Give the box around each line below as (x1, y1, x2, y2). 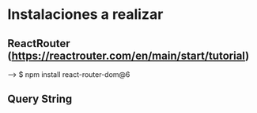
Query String (7, 93, 73, 106)
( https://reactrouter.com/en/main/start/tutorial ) (7, 49, 250, 62)
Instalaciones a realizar (7, 5, 164, 24)
